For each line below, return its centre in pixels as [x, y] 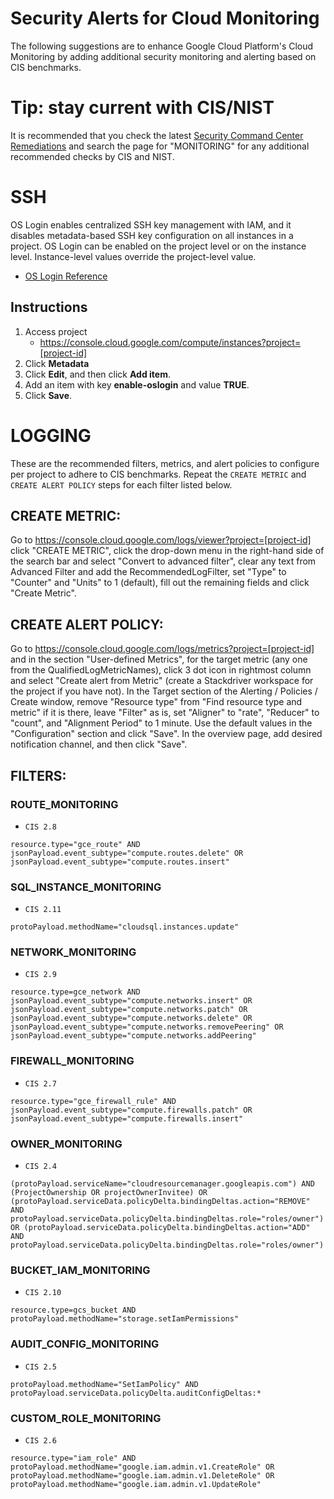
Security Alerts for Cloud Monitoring [165, 18]
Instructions [49, 307]
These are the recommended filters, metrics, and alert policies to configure [165, 463]
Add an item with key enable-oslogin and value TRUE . [137, 384]
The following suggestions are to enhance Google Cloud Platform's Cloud [162, 46]
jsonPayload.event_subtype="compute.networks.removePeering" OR [147, 1027]
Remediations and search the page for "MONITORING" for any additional [160, 146]
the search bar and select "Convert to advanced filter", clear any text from [163, 561]
